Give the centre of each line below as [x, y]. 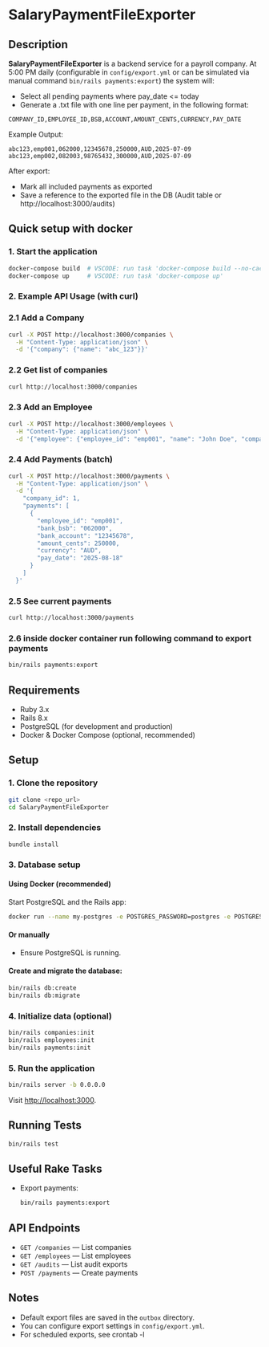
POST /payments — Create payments [79, 1273]
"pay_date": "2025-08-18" [80, 558]
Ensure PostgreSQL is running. [70, 952]
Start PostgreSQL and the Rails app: [67, 901]
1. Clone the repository [53, 783]
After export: [29, 171]
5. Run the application [52, 1068]
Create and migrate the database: [65, 971]
